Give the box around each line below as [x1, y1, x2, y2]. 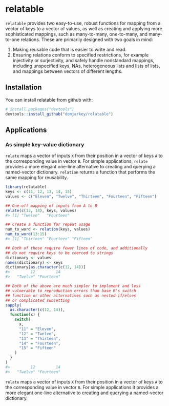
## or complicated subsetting [5, 298, 70, 303]
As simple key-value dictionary [5, 141, 84, 148]
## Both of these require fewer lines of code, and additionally [5, 245, 147, 250]
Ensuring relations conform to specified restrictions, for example [12, 52, 149, 58]
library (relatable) [5, 184, 47, 190]
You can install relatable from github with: [5, 96, 93, 103]
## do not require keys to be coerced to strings [5, 250, 114, 256]
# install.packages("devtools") [5, 106, 74, 112]
